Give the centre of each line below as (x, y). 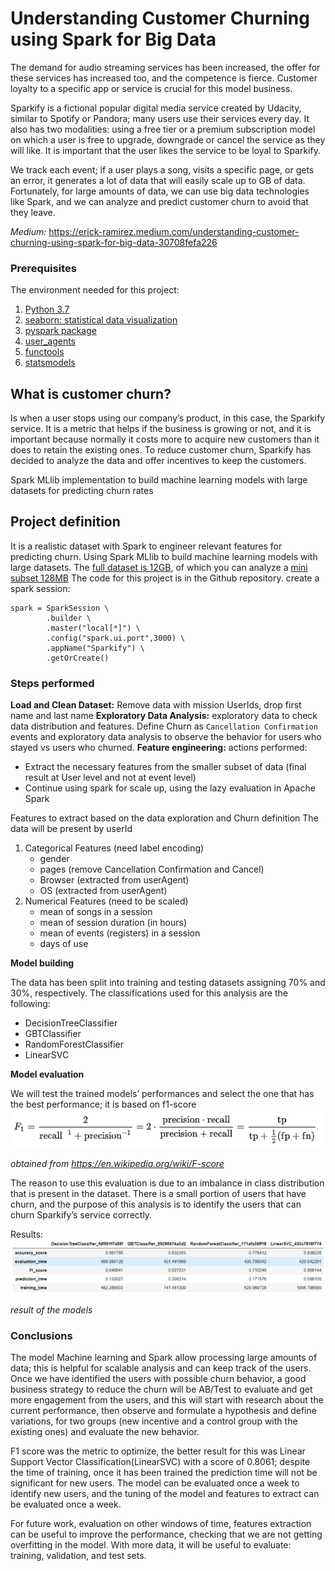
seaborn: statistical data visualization (101, 320)
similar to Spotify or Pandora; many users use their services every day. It (160, 118)
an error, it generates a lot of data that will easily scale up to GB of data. (158, 180)
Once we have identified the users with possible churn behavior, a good (158, 1378)
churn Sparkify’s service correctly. (81, 1215)
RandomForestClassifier (74, 1044)
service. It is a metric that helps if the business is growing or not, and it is (161, 429)
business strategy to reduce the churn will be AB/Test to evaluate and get (161, 1389)
